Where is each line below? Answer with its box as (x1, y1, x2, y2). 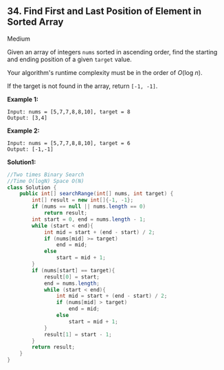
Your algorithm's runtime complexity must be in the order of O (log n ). (7, 68, 203, 76)
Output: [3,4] (7, 114, 48, 121)
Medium (7, 34, 31, 43)
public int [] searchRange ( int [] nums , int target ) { (19, 191, 174, 197)
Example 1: (7, 95, 39, 103)
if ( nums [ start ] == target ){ (32, 267, 115, 274)
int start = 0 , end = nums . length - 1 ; (32, 216, 146, 223)
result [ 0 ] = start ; (43, 273, 100, 281)
